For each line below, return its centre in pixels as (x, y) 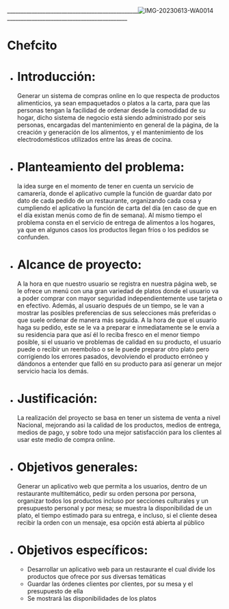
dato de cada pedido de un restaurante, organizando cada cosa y (109, 201)
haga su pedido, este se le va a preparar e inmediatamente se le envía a (118, 327)
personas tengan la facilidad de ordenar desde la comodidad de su (111, 110)
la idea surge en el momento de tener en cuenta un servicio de (105, 186)
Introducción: (56, 77)
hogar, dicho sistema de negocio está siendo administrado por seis (111, 118)
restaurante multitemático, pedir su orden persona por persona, (107, 493)
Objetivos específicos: (82, 550)
